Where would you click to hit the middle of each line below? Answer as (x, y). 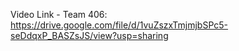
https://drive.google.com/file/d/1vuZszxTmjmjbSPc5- (119, 25)
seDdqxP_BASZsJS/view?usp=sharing (89, 35)
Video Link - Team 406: (59, 14)
